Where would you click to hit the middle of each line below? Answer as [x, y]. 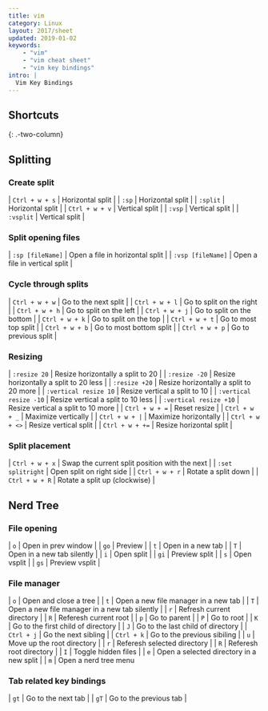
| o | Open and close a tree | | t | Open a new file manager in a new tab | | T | [134, 601]
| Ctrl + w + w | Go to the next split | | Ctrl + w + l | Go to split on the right [133, 302]
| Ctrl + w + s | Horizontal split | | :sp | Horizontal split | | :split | [117, 200]
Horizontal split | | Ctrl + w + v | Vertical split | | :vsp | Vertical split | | [124, 208]
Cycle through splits [48, 284]
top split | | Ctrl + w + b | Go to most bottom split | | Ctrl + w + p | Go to [129, 327]
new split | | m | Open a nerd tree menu [72, 661]
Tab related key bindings [57, 681]
